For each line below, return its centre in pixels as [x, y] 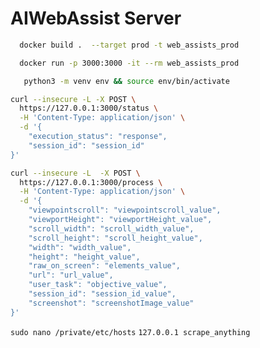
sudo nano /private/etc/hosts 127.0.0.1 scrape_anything [130, 332]
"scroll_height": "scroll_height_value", [115, 238]
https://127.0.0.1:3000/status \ [89, 108]
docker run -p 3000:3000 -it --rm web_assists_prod [129, 63]
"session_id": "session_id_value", [102, 294]
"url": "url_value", [71, 275]
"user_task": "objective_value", [98, 285]
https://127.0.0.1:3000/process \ [91, 182]
